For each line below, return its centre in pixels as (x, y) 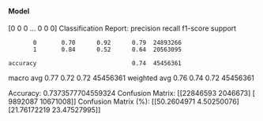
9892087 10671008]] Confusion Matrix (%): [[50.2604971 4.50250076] (124, 101)
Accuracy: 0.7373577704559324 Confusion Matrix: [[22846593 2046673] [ (131, 93)
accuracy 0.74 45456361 (95, 64)
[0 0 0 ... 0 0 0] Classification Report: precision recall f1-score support (122, 28)
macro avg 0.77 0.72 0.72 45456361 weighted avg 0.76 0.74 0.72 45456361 (131, 78)
